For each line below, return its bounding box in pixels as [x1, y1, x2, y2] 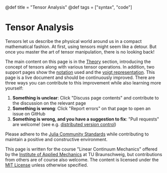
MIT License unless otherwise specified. [5, 162, 88, 168]
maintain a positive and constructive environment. [5, 136, 108, 142]
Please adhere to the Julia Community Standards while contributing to [5, 131, 149, 137]
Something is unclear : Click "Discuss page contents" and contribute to [12, 94, 159, 100]
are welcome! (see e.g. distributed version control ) [12, 121, 117, 127]
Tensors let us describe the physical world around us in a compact [5, 38, 142, 44]
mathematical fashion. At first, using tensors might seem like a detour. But [5, 43, 157, 49]
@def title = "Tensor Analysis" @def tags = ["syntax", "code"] [5, 4, 132, 10]
